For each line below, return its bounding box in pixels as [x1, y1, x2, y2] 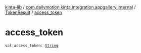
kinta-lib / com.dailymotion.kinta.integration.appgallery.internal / [5, 4, 136, 10]
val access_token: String [5, 43, 58, 48]
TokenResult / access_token [5, 9, 62, 15]
